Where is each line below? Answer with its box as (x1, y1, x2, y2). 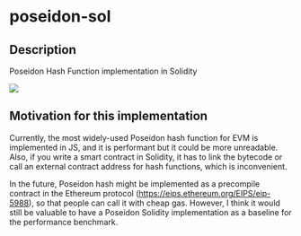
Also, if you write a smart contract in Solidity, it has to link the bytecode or (9, 151, 283, 162)
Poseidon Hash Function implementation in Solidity (9, 66, 198, 76)
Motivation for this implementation (9, 109, 208, 124)
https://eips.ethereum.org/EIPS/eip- (138, 188, 271, 198)
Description (9, 42, 76, 57)
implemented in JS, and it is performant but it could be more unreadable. (9, 142, 279, 153)
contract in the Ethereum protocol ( (9, 188, 139, 198)
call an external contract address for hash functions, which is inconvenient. (9, 161, 288, 171)
